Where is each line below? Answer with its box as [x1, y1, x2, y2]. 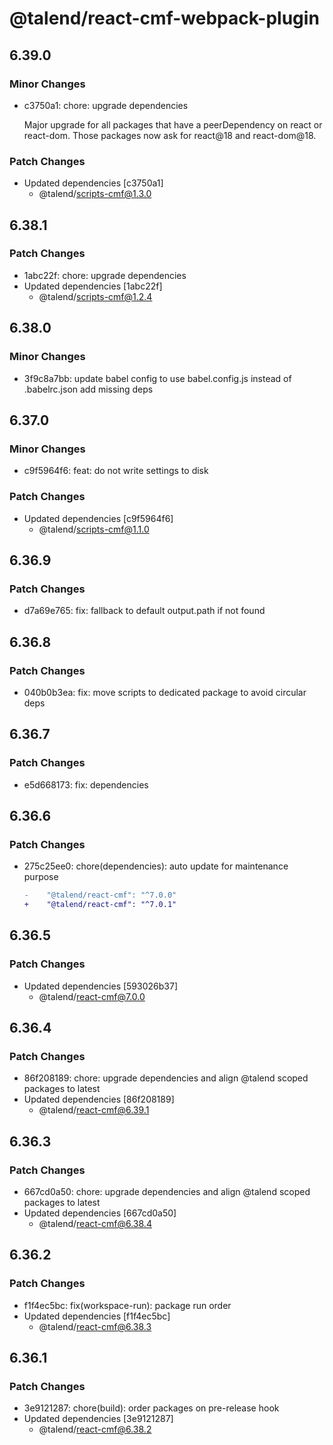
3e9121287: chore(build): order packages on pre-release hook [23, 1402, 280, 1414]
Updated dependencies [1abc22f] [23, 280, 163, 292]
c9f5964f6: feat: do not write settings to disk [23, 465, 209, 477]
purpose [23, 871, 59, 883]
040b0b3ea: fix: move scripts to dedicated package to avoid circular [23, 686, 307, 698]
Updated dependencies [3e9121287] [23, 1413, 174, 1425]
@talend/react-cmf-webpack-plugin [9, 7, 320, 30]
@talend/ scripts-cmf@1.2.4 [38, 290, 153, 302]
